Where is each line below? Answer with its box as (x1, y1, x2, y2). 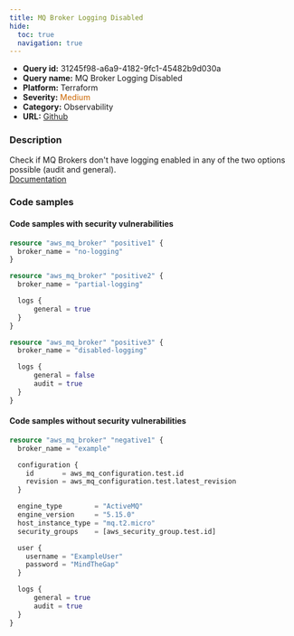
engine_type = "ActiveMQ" (17, 502, 144, 511)
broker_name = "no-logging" (17, 247, 124, 256)
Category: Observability (22, 101, 114, 113)
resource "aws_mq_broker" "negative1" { (9, 435, 165, 444)
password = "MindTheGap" (25, 560, 119, 569)
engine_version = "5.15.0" (17, 510, 136, 519)
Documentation (9, 173, 67, 184)
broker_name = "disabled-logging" (17, 346, 147, 355)
